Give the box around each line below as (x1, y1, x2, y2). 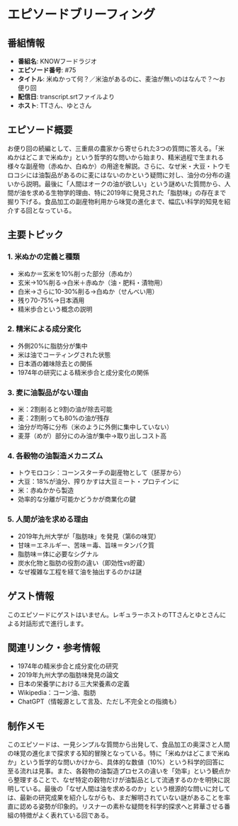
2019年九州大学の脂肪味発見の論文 (17, 671, 119, 679)
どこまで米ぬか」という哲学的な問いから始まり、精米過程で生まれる (25, 153, 225, 162)
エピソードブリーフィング (7, 6, 156, 23)
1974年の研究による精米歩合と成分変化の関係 (17, 368, 149, 376)
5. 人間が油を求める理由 (7, 514, 89, 524)
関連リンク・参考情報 (7, 642, 101, 654)
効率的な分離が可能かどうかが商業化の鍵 (17, 495, 136, 504)
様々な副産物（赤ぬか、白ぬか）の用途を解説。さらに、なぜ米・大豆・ (7, 162, 212, 170)
